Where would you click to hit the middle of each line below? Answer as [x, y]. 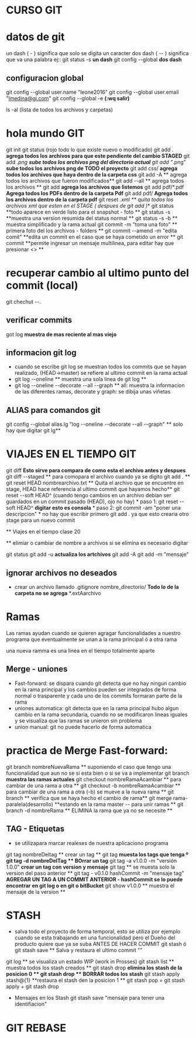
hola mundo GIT [45, 133]
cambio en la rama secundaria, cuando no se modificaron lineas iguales [101, 714]
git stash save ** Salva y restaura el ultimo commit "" [78, 950]
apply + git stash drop [33, 986]
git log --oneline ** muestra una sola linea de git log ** [80, 379]
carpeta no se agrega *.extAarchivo [58, 593]
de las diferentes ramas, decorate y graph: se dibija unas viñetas [92, 392]
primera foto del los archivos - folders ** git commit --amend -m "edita [92, 230]
